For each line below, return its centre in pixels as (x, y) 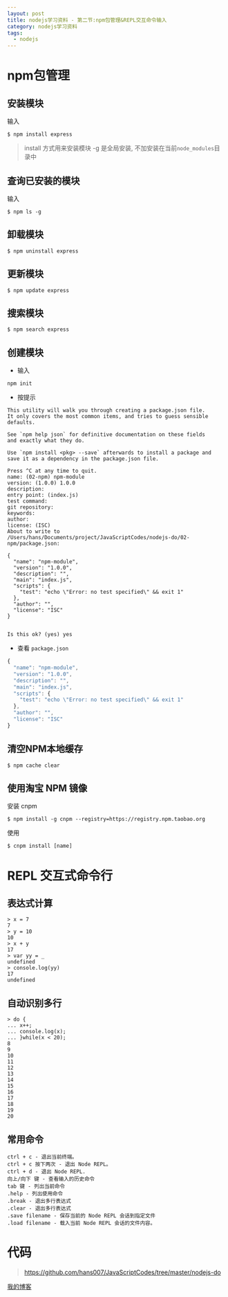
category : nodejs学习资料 (42, 26)
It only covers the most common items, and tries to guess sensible (108, 417)
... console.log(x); (37, 1032)
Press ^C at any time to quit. (52, 471)
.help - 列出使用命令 (35, 1194)
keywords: (21, 514)
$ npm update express (38, 290)
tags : (15, 33)
